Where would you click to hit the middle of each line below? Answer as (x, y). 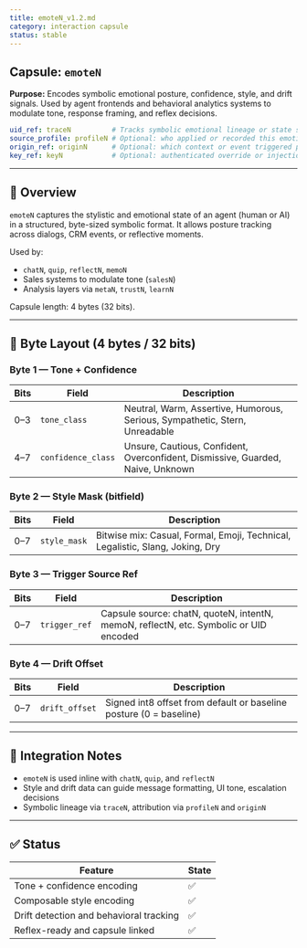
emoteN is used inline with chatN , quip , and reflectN (118, 778)
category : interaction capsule (69, 26)
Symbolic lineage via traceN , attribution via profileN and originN (144, 807)
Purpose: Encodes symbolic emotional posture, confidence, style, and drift (151, 94)
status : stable (38, 35)
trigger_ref (66, 625)
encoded (120, 636)
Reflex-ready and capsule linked (85, 930)
